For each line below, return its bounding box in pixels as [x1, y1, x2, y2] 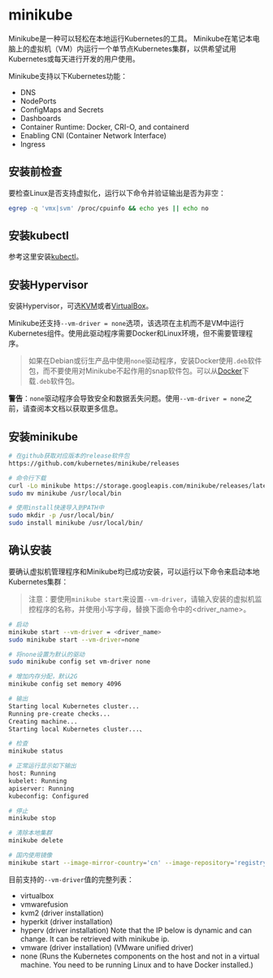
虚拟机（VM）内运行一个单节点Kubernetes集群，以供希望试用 [29, 43, 237, 54]
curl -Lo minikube [8, 481, 71, 489]
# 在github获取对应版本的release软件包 [8, 452, 130, 460]
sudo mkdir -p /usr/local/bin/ [8, 511, 115, 519]
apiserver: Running [8, 785, 75, 793]
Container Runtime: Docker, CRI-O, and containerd [19, 122, 189, 132]
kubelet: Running [8, 776, 67, 785]
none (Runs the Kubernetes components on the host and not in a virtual [19, 951, 260, 961]
